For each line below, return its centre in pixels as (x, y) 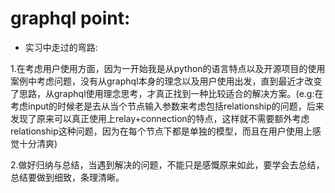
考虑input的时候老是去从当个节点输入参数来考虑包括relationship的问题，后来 (167, 106)
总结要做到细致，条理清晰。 (67, 177)
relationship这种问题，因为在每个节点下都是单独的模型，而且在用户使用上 (161, 131)
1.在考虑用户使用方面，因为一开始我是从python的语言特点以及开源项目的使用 (168, 68)
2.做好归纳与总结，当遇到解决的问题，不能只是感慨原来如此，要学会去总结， (167, 164)
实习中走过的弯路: (61, 47)
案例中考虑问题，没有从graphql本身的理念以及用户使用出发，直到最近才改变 (166, 81)
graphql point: (70, 18)
